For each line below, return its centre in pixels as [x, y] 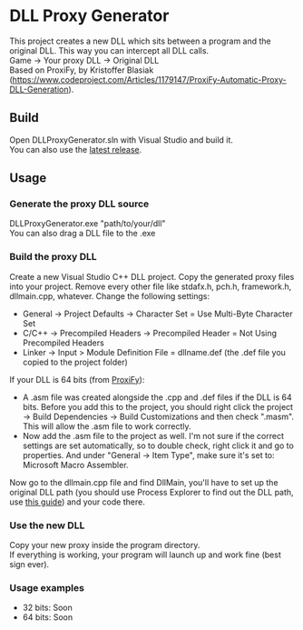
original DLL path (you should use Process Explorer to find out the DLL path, [151, 492]
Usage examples [47, 587]
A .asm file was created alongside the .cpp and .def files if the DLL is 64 [157, 397]
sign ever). [29, 565]
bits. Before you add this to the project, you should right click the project [157, 406]
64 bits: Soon [48, 617]
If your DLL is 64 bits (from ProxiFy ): [77, 379]
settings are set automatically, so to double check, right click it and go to [158, 445]
